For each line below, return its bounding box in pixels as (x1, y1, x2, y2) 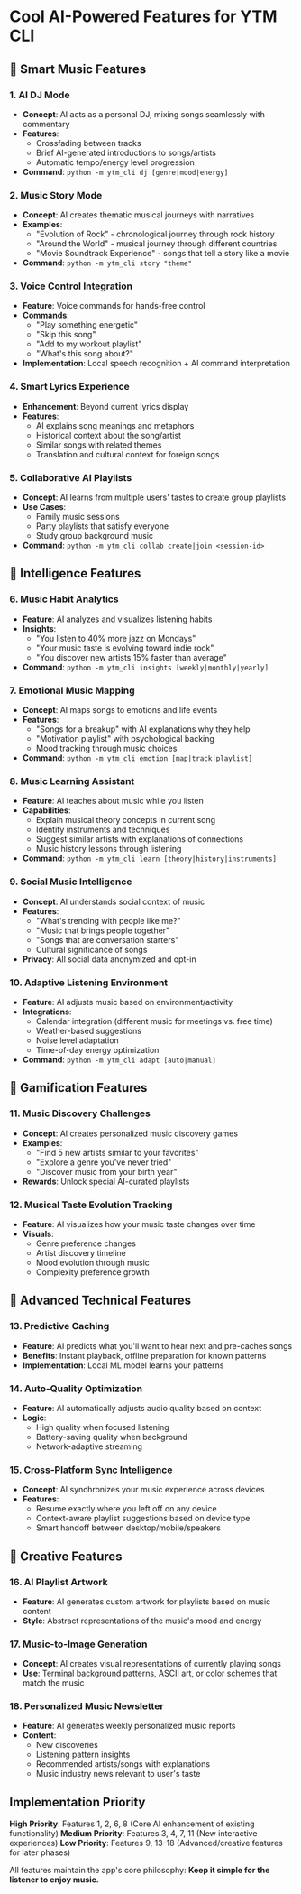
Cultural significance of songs (35, 944, 148, 955)
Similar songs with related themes (35, 439, 162, 450)
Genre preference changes (35, 1238, 137, 1249)
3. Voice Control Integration (9, 280, 133, 292)
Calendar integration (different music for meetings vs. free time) (35, 1015, 273, 1026)
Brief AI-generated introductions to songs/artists (35, 147, 217, 158)
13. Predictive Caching (9, 1320, 110, 1333)
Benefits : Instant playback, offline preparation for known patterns (22, 1350, 267, 1361)
